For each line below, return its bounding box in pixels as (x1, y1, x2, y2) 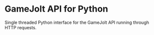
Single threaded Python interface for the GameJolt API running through (4, 19, 149, 25)
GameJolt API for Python (4, 3, 109, 15)
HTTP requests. (4, 24, 37, 30)
